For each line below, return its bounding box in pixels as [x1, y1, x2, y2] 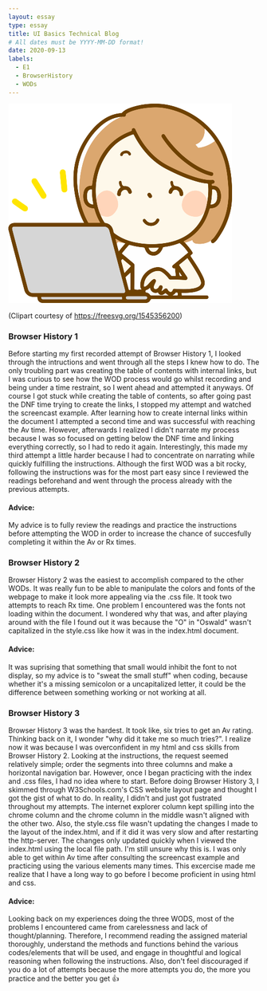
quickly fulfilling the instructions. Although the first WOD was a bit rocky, [8, 458, 247, 468]
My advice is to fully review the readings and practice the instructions [8, 521, 238, 530]
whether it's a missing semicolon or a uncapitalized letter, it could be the [8, 678, 246, 689]
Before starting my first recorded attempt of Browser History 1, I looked [8, 348, 241, 358]
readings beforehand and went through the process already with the [8, 475, 233, 486]
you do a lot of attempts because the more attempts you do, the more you [8, 965, 251, 974]
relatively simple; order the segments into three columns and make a [8, 759, 234, 769]
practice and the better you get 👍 [8, 973, 120, 984]
